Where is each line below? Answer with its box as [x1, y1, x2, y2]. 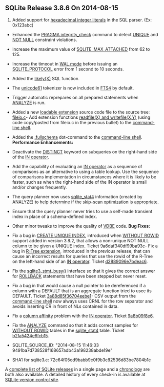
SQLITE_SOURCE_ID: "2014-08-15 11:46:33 [12, 342, 99, 348]
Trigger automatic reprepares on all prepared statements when [12, 94, 139, 100]
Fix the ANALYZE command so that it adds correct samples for [12, 322, 138, 328]
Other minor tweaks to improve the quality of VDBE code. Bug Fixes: [12, 223, 150, 229]
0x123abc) [12, 22, 34, 28]
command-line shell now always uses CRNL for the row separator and [12, 298, 153, 304]
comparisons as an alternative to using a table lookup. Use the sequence [12, 169, 159, 174]
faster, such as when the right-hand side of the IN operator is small [12, 179, 147, 185]
